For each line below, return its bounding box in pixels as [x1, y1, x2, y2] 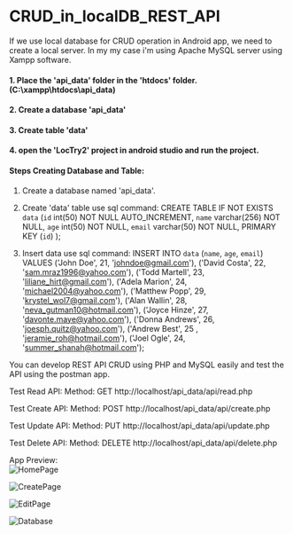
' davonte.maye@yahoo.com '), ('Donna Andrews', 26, [21, 313, 215, 325]
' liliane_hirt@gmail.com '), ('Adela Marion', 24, [21, 276, 188, 287]
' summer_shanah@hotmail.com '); [21, 342, 144, 352]
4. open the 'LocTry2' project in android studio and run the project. [9, 145, 259, 156]
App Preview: [9, 454, 58, 465]
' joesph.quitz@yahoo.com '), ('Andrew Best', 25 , [21, 323, 199, 334]
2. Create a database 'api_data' [9, 105, 127, 115]
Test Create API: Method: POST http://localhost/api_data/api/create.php [9, 403, 271, 413]
